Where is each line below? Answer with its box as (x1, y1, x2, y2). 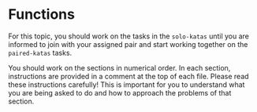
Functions (8, 5, 75, 23)
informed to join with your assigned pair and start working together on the (8, 39, 248, 49)
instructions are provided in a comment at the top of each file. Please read (8, 71, 250, 81)
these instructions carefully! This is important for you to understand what (8, 80, 245, 89)
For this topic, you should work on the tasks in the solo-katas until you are (8, 31, 250, 41)
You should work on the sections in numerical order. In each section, (8, 63, 231, 72)
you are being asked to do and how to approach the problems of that (8, 88, 232, 97)
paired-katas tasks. (8, 48, 73, 57)
